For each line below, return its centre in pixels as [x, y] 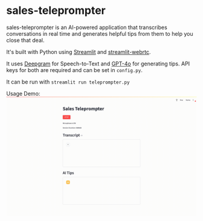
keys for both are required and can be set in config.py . [75, 70]
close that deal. [25, 40]
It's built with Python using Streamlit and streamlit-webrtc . [79, 51]
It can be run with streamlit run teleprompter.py [68, 82]
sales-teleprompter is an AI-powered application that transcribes [87, 27]
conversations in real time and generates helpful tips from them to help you [100, 33]
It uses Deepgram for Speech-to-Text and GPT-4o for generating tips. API [98, 64]
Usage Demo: [23, 93]
